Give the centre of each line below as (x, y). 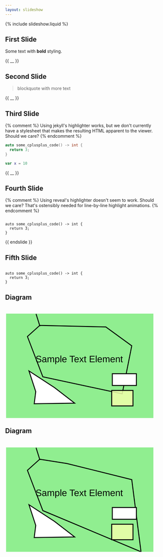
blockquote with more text (44, 88)
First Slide (21, 39)
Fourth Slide (24, 188)
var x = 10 (16, 163)
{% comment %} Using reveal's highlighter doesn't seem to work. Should (80, 200)
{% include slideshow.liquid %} (37, 24)
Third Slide (22, 114)
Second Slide (26, 77)
